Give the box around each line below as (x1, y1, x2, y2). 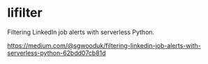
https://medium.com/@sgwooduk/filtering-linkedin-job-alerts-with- (7, 41, 201, 49)
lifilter (7, 5, 43, 21)
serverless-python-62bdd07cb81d (7, 49, 106, 57)
